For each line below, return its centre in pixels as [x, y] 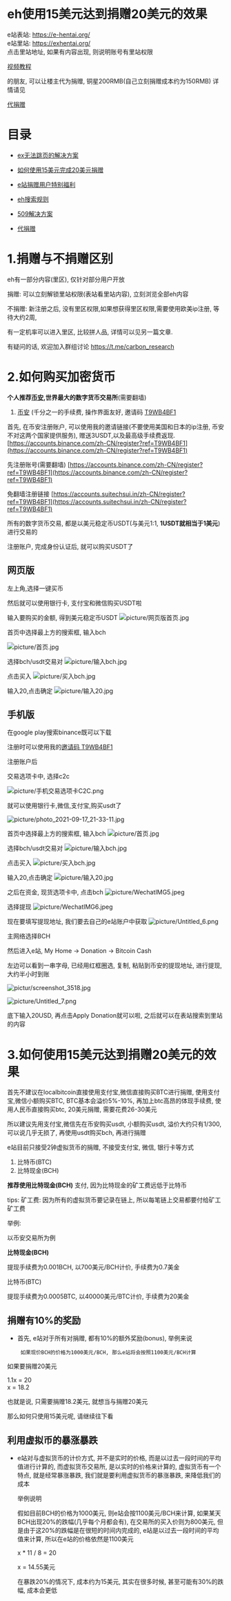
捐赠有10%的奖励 [44, 1320]
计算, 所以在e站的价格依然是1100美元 [81, 1539]
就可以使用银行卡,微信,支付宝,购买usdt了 [64, 806]
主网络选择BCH [29, 936]
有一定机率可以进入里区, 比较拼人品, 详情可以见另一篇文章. [90, 332]
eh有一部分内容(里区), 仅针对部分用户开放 [66, 279]
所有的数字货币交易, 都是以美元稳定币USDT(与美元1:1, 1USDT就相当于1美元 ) [114, 523]
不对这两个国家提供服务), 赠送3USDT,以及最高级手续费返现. [91, 435]
